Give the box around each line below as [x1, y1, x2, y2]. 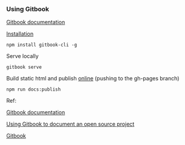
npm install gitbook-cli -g [6, 42, 78, 48]
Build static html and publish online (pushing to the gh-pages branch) [6, 75, 180, 82]
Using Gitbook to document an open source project [6, 120, 135, 128]
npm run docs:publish [6, 86, 61, 92]
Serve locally [6, 53, 39, 60]
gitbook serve [6, 64, 42, 71]
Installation [6, 30, 34, 37]
